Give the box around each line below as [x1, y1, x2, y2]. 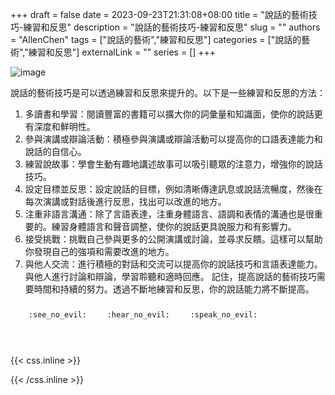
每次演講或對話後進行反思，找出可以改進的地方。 [24, 196, 227, 207]
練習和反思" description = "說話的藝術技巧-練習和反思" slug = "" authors [23, 21, 321, 33]
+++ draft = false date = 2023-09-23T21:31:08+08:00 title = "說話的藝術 [10, 9, 309, 20]
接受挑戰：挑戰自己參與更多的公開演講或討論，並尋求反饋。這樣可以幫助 [24, 233, 323, 245]
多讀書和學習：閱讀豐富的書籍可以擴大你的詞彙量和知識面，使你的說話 [24, 108, 315, 120]
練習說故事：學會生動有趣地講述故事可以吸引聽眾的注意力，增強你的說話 [24, 158, 323, 170]
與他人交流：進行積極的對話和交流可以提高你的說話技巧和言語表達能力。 [24, 258, 323, 270]
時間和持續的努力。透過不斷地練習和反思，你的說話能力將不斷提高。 [33, 283, 315, 295]
